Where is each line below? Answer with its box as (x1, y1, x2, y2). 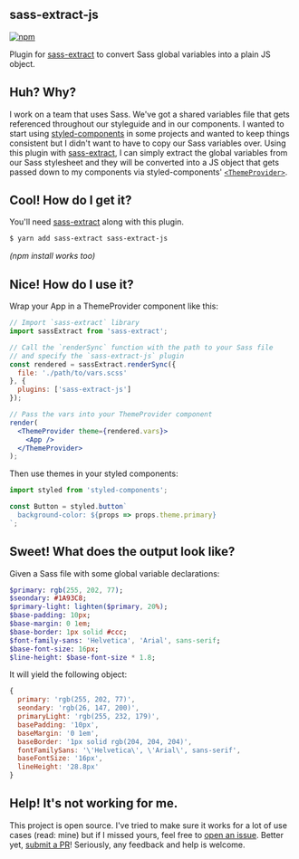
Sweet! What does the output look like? (9, 544, 236, 559)
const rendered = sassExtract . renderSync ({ (9, 359, 177, 369)
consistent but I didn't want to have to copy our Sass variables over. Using (9, 138, 287, 148)
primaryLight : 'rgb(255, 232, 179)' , (17, 712, 160, 721)
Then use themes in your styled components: (9, 468, 178, 479)
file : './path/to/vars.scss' (17, 368, 128, 377)
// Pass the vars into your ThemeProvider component (9, 410, 213, 419)
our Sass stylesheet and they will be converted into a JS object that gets (9, 157, 279, 167)
